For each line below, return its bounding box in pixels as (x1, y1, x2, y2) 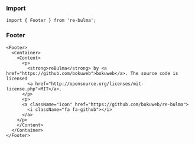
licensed (6, 76, 28, 81)
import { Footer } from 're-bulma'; (6, 18, 96, 24)
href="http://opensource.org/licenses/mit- (35, 81, 144, 87)
